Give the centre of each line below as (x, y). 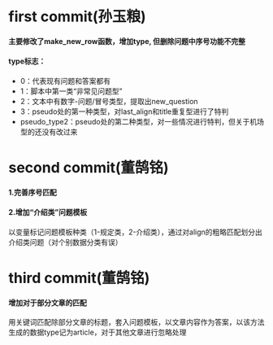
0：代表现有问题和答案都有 (65, 81)
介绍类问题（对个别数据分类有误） (65, 242)
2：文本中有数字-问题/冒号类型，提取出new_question (109, 101)
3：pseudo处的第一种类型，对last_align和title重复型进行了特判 (124, 111)
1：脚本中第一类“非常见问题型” (71, 91)
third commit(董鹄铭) (79, 278)
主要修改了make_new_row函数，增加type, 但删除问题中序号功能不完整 (127, 41)
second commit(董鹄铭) (89, 168)
